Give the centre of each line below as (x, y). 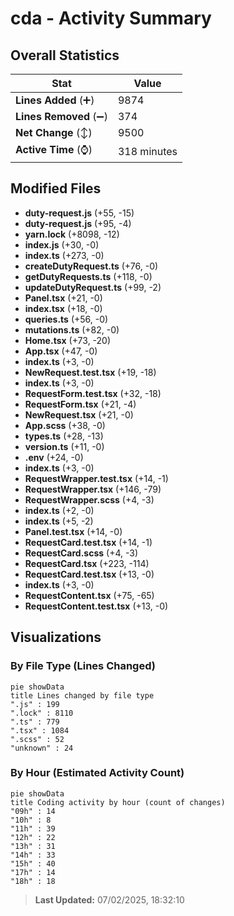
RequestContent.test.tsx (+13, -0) (96, 606)
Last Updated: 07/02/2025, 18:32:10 (109, 899)
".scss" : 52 (37, 739)
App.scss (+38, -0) (65, 425)
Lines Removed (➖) (61, 116)
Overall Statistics (65, 55)
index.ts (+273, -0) (64, 255)
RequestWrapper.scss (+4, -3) (89, 499)
